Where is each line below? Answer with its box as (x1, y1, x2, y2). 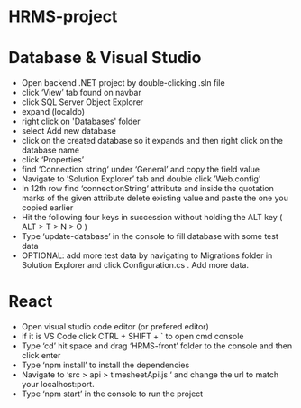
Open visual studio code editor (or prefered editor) (21, 321, 209, 332)
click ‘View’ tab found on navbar (21, 88, 141, 98)
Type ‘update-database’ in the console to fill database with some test (21, 231, 278, 242)
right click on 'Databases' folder (21, 116, 141, 127)
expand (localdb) (21, 107, 86, 117)
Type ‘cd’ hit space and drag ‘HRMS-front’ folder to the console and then (21, 340, 293, 351)
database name (21, 144, 80, 155)
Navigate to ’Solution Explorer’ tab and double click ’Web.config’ (21, 173, 261, 184)
